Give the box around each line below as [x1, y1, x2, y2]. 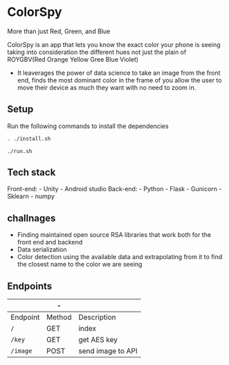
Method [46, 312, 72, 322]
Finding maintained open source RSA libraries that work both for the [17, 231, 212, 239]
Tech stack [7, 167, 56, 179]
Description [78, 312, 116, 322]
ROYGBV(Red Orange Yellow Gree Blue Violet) [7, 55, 139, 63]
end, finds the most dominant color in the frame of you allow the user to [17, 75, 222, 84]
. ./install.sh [7, 135, 51, 142]
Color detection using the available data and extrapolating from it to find [17, 253, 223, 261]
